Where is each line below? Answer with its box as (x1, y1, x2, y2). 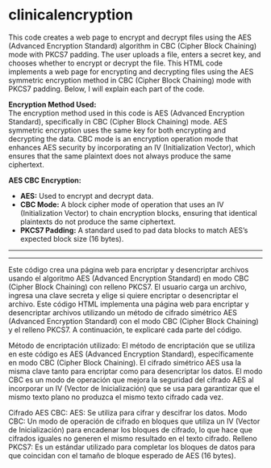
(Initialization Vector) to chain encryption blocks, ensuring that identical (19, 208, 257, 217)
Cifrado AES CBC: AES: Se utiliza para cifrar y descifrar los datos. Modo (8, 407, 248, 417)
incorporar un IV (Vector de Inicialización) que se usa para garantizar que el (8, 383, 261, 393)
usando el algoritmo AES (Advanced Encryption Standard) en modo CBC (8, 273, 249, 283)
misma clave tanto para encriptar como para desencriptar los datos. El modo (8, 366, 263, 376)
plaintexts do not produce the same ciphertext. (19, 217, 176, 226)
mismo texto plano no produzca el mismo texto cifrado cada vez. (8, 392, 224, 402)
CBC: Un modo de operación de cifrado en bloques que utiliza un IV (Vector (8, 416, 261, 426)
